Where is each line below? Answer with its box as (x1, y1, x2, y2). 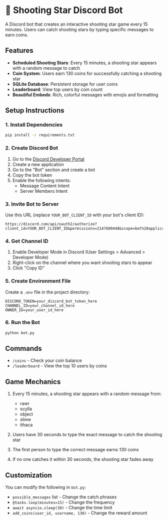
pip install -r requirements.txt (5, 133, 75, 138)
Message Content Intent (19, 183, 70, 189)
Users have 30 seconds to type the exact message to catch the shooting (12, 432, 162, 438)
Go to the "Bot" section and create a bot (12, 167, 95, 173)
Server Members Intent (19, 188, 68, 194)
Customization (5, 471, 52, 479)
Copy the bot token (12, 172, 52, 178)
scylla (19, 406, 32, 412)
